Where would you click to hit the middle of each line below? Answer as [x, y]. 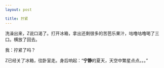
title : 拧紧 [17, 18]
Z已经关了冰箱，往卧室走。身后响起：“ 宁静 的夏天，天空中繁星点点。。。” [77, 60]
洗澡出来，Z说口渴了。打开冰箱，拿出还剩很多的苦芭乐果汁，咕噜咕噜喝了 [80, 33]
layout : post [19, 10]
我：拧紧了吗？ [20, 50]
